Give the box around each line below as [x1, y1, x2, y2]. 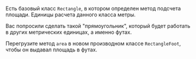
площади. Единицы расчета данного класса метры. [5, 11, 136, 18]
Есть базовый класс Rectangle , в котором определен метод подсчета [5, 5, 181, 12]
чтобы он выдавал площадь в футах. [5, 46, 98, 53]
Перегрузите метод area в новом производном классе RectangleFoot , [5, 40, 181, 47]
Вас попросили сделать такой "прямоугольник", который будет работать [5, 23, 191, 29]
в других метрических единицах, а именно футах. [5, 29, 132, 36]
